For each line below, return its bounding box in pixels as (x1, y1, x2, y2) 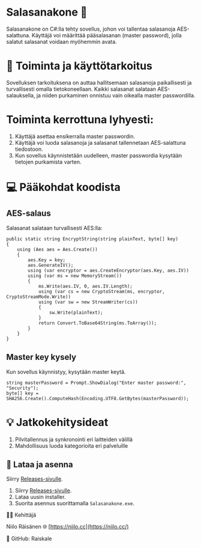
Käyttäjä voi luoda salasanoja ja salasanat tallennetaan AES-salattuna (14, 139, 186, 146)
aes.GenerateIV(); (28, 262, 74, 268)
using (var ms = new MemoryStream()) (28, 273, 122, 279)
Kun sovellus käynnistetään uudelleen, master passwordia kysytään (14, 151, 182, 159)
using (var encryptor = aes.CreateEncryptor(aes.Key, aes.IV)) (28, 267, 189, 273)
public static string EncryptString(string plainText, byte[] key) (6, 236, 179, 242)
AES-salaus (6, 209, 51, 219)
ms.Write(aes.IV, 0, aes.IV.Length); (38, 283, 133, 289)
